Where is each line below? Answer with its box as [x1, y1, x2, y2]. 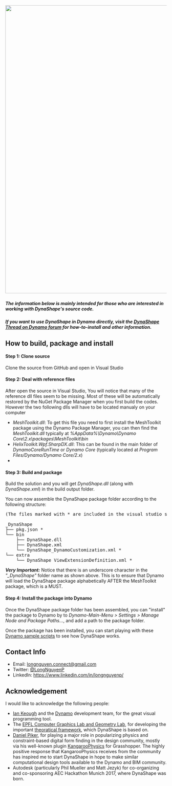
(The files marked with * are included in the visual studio [5, 512, 162, 517]
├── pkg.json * [5, 527, 44, 533]
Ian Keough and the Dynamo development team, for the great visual [12, 710, 156, 716]
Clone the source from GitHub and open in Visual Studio [5, 365, 124, 371]
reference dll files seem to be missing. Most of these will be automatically [5, 393, 160, 399]
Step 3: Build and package [5, 469, 62, 475]
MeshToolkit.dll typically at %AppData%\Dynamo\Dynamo [12, 430, 137, 437]
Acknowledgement [5, 687, 68, 695]
